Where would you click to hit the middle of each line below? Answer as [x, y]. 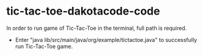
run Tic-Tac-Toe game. [44, 46]
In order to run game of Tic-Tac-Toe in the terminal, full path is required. [97, 28]
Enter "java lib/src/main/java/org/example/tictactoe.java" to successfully [106, 40]
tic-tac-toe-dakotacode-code [83, 11]
